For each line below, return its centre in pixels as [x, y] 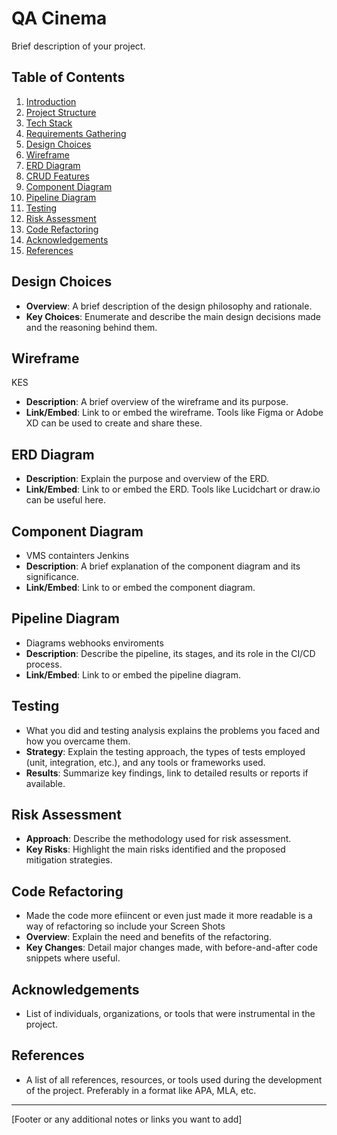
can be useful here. [65, 500]
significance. [52, 576]
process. [44, 664]
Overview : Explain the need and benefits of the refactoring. [148, 937]
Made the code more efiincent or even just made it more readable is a [169, 916]
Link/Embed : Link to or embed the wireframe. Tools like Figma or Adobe [174, 413]
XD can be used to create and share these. [114, 423]
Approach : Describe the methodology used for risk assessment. [158, 839]
